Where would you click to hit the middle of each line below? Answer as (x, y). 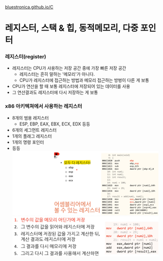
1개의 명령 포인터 (28, 142)
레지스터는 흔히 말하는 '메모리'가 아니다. (57, 74)
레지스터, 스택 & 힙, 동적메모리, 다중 (72, 28)
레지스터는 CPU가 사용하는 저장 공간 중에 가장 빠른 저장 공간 (69, 68)
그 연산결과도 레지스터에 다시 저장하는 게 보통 (55, 92)
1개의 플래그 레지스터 (32, 136)
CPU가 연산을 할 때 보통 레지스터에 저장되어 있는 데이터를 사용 (71, 87)
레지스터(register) (26, 57)
